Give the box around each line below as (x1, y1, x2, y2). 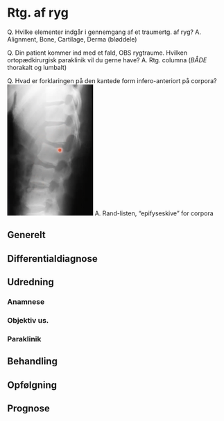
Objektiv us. (7, 315, 49, 325)
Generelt (7, 229, 46, 241)
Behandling (7, 355, 58, 368)
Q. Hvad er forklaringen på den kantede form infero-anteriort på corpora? (7, 76, 217, 84)
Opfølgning (7, 379, 58, 391)
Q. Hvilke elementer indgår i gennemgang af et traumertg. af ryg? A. (7, 28, 202, 36)
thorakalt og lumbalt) (7, 63, 67, 71)
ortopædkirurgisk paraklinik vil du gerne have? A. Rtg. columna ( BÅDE (7, 55, 207, 64)
